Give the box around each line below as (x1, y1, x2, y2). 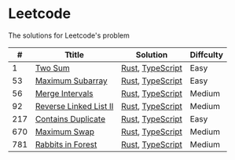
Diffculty (189, 49, 224, 60)
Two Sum (35, 62, 70, 73)
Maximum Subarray (35, 75, 108, 86)
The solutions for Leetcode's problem (8, 31, 130, 40)
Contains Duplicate (35, 113, 106, 124)
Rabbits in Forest (35, 139, 97, 150)
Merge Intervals (35, 88, 94, 99)
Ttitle (64, 49, 85, 60)
